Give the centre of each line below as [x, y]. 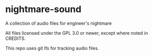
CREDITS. [16, 38]
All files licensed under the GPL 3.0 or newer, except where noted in [76, 33]
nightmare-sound [43, 9]
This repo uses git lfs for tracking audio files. [52, 48]
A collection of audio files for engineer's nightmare [59, 23]
